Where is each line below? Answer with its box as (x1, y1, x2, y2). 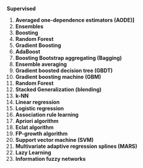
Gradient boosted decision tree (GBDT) (15, 67, 113, 74)
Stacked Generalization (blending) (15, 86, 102, 93)
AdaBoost (15, 48, 41, 55)
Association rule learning (15, 111, 79, 118)
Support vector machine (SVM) (15, 137, 94, 143)
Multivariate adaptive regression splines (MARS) (15, 142, 138, 150)
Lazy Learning (15, 149, 51, 156)
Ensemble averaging (15, 61, 67, 68)
